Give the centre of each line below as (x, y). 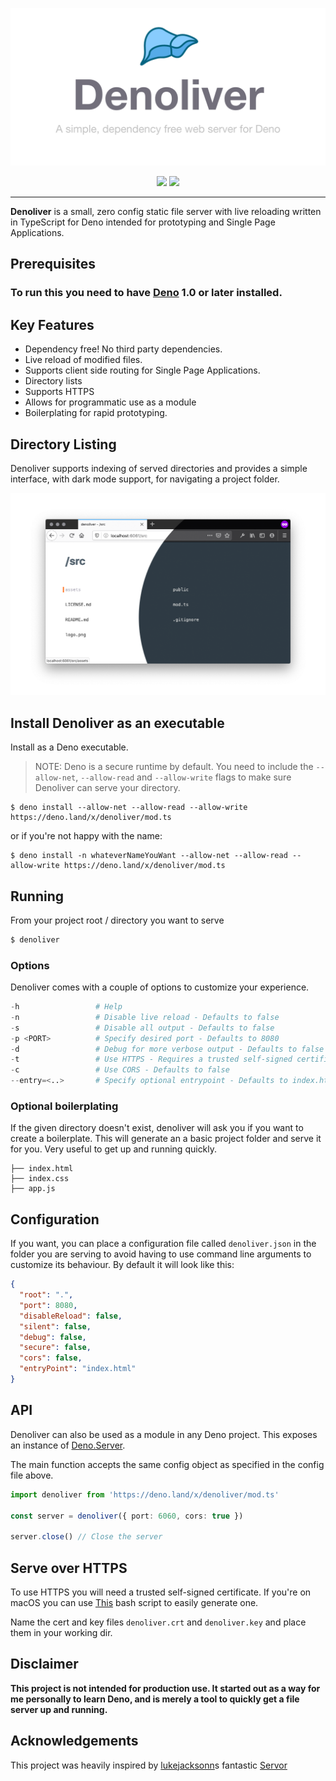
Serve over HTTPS (69, 1568)
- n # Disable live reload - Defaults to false (145, 1017)
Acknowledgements (74, 1741)
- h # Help (66, 1007)
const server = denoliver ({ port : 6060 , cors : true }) (127, 1516)
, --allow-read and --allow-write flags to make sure (183, 777)
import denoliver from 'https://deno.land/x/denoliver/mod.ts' (145, 1494)
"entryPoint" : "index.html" (78, 1369)
